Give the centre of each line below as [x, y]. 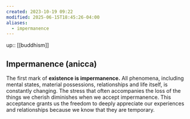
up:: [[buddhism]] [28, 45]
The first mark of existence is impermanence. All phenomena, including [95, 79]
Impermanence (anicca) [52, 64]
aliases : [17, 23]
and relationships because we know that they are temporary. [80, 110]
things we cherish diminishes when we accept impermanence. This [89, 97]
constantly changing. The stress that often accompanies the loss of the [94, 91]
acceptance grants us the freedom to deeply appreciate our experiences [95, 104]
